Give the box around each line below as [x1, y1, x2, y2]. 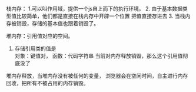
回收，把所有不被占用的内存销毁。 [6, 80, 89, 87]
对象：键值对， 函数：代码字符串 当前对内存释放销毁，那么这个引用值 [14, 52, 183, 59]
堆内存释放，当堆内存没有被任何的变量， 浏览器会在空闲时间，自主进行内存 [6, 73, 188, 79]
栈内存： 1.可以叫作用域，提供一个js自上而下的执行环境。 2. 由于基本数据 [6, 5, 182, 12]
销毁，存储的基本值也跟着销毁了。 [16, 20, 99, 27]
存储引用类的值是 [14, 45, 57, 52]
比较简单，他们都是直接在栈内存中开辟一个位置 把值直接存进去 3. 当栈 [16, 12, 185, 19]
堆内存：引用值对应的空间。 [6, 32, 74, 40]
